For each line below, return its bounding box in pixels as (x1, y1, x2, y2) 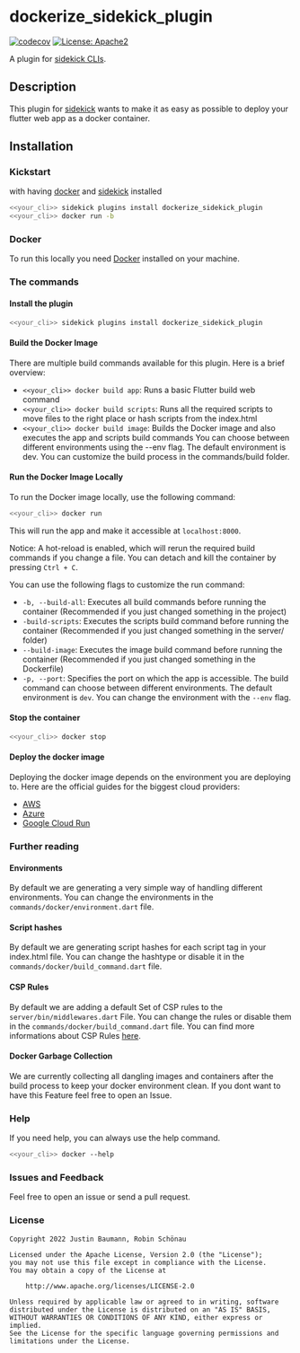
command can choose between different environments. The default (22, 682, 273, 693)
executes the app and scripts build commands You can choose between (22, 432, 290, 443)
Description (9, 79, 76, 95)
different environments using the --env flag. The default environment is (22, 442, 287, 452)
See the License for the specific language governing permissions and (9, 1329, 279, 1338)
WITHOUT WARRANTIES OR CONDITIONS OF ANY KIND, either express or (9, 1313, 263, 1322)
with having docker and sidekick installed (9, 186, 163, 197)
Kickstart (9, 166, 51, 179)
